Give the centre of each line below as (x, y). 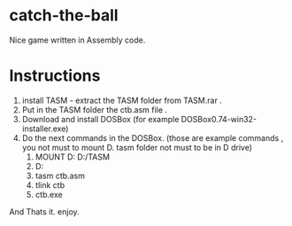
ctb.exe (49, 194)
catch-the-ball (64, 16)
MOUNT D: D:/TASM (73, 157)
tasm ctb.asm (60, 175)
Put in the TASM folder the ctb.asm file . (95, 109)
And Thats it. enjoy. (44, 211)
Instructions (55, 76)
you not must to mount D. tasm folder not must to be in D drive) (137, 147)
